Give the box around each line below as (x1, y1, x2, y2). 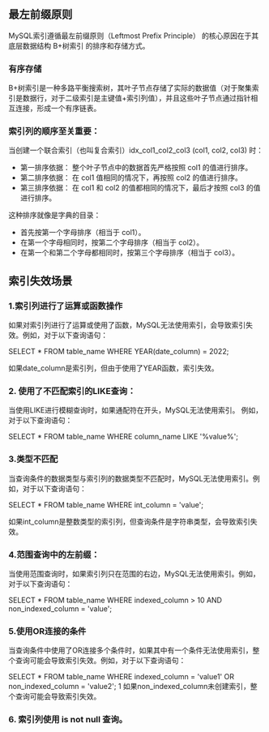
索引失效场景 (8, 274, 73, 288)
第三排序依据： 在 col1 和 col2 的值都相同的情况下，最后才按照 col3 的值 (19, 183, 261, 193)
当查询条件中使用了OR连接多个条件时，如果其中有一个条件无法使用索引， (8, 645, 253, 655)
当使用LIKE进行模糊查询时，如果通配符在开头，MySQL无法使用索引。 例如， (8, 405, 263, 415)
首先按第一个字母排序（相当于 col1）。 (19, 228, 146, 238)
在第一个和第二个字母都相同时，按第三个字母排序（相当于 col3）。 (19, 248, 240, 258)
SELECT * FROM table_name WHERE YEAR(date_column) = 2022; (8, 347, 229, 357)
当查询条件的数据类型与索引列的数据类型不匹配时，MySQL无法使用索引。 (8, 473, 254, 483)
